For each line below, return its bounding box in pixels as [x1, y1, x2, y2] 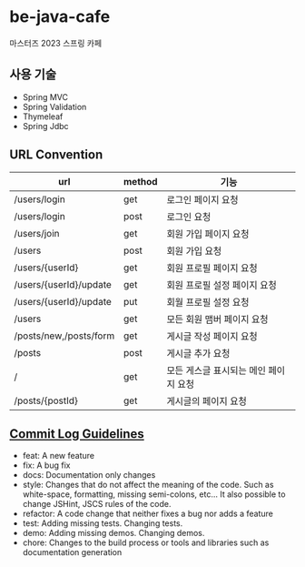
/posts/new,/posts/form [14, 329, 115, 342]
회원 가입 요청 [166, 244, 222, 257]
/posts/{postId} [14, 394, 79, 407]
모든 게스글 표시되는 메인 [166, 364, 266, 377]
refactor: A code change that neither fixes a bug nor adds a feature [22, 508, 274, 520]
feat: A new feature [22, 451, 95, 461]
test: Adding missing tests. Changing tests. [22, 518, 183, 529]
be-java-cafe [9, 6, 111, 27]
